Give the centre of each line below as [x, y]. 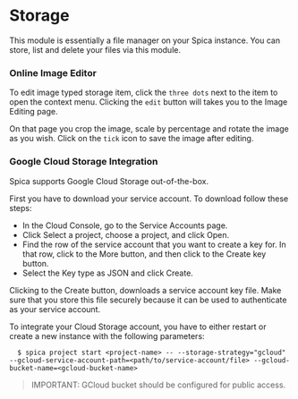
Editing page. [34, 112]
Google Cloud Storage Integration [84, 162]
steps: [21, 208]
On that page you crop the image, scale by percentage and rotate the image [149, 129]
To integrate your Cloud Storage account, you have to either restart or [138, 327]
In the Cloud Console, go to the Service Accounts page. [125, 225]
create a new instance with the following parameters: [107, 335]
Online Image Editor [53, 72]
